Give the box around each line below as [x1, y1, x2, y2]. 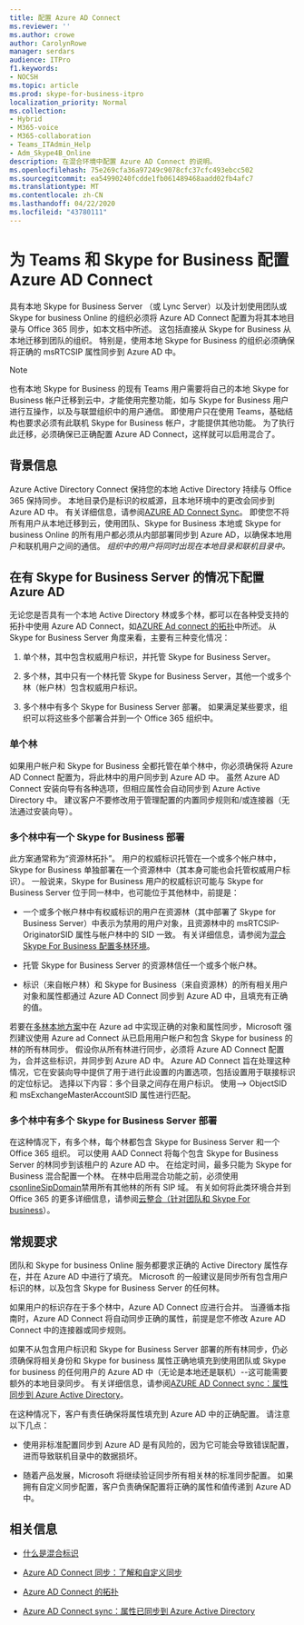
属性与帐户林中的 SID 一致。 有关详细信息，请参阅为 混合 [75, 929, 286, 940]
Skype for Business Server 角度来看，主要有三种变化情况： [9, 633, 230, 643]
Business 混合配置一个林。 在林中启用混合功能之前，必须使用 [9, 1171, 239, 1181]
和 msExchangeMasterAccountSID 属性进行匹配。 [9, 1089, 196, 1100]
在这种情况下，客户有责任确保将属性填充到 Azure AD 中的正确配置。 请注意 [9, 1409, 290, 1420]
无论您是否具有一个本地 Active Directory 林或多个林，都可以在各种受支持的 [9, 610, 289, 621]
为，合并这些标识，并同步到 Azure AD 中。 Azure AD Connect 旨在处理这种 [9, 1055, 290, 1066]
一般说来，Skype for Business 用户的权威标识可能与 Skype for [31, 875, 264, 886]
